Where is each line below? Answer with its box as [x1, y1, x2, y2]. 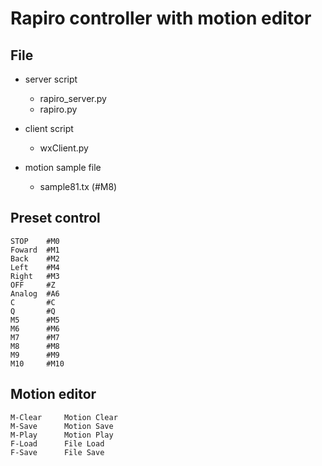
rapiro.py [39, 103, 78, 115]
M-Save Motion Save [10, 421, 114, 431]
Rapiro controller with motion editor [10, 7, 312, 30]
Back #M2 [10, 253, 60, 264]
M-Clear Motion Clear [10, 412, 118, 422]
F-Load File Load [10, 438, 105, 449]
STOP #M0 [10, 236, 60, 246]
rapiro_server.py [39, 93, 107, 104]
